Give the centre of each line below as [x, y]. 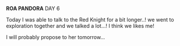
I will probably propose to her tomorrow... [56, 37]
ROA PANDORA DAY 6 [33, 8]
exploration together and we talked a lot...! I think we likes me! [80, 26]
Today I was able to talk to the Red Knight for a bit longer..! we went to [90, 20]
